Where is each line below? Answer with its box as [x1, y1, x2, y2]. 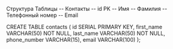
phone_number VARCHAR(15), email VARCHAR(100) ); [6, 36, 141, 43]
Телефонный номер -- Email [6, 11, 79, 19]
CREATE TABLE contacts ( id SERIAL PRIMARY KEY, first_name [6, 24, 163, 30]
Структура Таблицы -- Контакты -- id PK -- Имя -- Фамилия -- [6, 5, 168, 12]
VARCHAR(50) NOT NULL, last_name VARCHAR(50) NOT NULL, [6, 30, 165, 37]
